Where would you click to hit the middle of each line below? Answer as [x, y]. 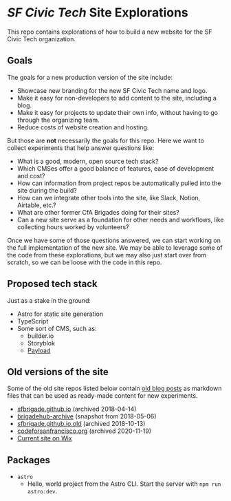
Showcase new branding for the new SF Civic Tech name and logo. [112, 90]
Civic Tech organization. [41, 39]
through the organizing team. [58, 120]
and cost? [31, 175]
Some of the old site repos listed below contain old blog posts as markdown [114, 388]
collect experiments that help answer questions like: [81, 148]
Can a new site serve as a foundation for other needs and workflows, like [120, 220]
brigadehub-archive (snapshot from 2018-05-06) [87, 416]
